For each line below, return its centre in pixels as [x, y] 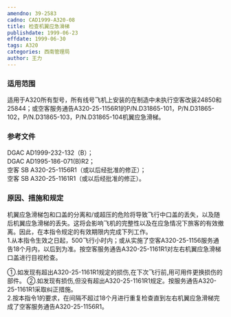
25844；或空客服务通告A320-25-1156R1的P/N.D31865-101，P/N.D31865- [111, 109]
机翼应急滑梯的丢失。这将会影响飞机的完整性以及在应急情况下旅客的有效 [115, 223]
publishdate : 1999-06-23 [43, 33]
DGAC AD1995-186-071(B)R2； [51, 162]
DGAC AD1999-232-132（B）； [51, 153]
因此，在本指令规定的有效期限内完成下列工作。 [85, 232]
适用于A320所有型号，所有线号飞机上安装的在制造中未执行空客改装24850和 [114, 100]
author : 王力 [25, 58]
